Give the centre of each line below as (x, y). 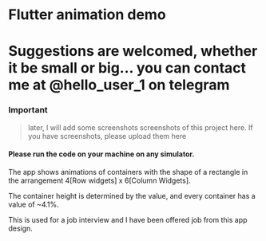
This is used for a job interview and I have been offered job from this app (128, 219)
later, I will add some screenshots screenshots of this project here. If (140, 127)
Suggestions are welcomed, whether (133, 51)
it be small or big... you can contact (127, 68)
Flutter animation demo (87, 15)
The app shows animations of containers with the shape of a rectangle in (128, 172)
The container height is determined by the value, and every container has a (132, 196)
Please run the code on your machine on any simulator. (101, 154)
